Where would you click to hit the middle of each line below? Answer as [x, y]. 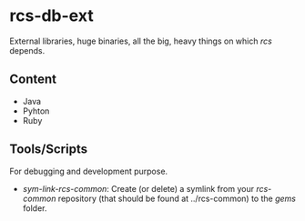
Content [33, 80]
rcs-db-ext [51, 16]
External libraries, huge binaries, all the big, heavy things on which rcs [141, 41]
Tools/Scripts [49, 150]
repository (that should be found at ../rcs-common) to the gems [177, 198]
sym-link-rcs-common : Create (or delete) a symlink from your [138, 188]
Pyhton [36, 111]
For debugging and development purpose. [89, 171]
